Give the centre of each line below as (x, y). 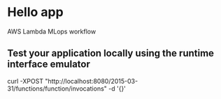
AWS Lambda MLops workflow (52, 31)
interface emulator (49, 64)
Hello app (36, 12)
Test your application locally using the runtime (111, 53)
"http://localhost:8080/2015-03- (92, 81)
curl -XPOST (26, 81)
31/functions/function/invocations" (57, 89)
